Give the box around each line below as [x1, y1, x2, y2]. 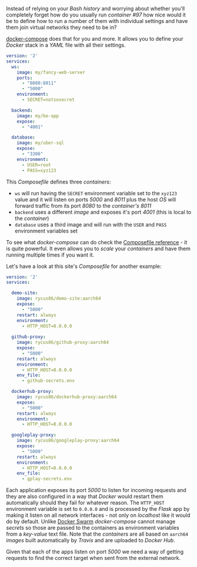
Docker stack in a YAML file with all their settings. [6, 41, 126, 48]
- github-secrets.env [21, 378, 75, 384]
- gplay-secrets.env [21, 476, 72, 482]
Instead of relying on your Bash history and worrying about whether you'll [6, 5, 185, 12]
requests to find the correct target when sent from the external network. [6, 555, 181, 562]
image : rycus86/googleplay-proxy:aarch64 [16, 438, 119, 444]
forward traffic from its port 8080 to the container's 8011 [14, 202, 152, 209]
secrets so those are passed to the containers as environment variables [6, 525, 179, 532]
